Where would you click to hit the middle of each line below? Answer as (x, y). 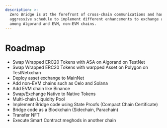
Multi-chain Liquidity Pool (39, 99)
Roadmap (25, 48)
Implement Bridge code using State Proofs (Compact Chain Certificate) (85, 105)
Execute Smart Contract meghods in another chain (64, 121)
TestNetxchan (27, 73)
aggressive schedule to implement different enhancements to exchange (84, 19)
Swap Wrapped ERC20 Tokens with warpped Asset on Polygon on (80, 67)
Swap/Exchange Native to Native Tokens (54, 94)
